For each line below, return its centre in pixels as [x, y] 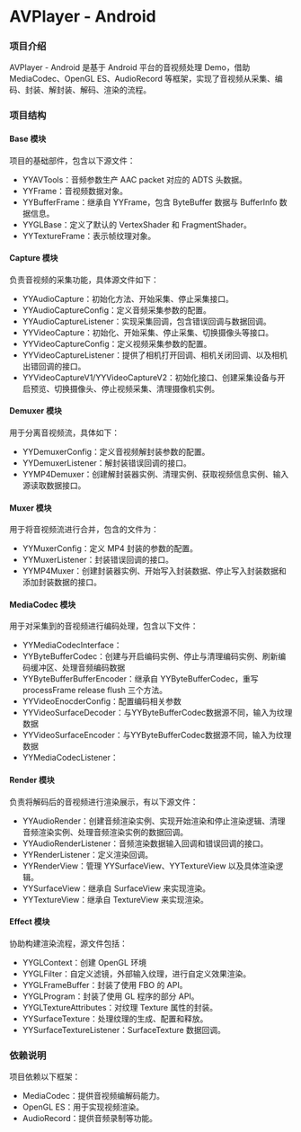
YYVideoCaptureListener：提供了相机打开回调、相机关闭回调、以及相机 [155, 355]
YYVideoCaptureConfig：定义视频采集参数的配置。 [117, 343]
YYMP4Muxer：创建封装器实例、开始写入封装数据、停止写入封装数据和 [155, 571]
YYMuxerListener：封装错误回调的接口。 [97, 560]
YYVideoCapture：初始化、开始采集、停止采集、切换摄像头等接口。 [148, 332]
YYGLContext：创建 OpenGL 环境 [84, 962]
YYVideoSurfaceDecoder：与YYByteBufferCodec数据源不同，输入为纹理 [157, 713]
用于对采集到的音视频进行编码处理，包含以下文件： [104, 626]
